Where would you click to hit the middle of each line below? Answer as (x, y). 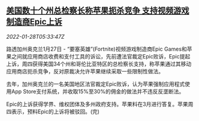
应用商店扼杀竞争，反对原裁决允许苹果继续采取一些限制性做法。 (85, 71)
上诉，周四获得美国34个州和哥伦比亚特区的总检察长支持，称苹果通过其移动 (99, 64)
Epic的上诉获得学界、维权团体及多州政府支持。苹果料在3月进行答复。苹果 (97, 104)
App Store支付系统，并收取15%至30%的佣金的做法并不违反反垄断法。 (98, 91)
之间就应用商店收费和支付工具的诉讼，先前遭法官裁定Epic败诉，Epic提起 (101, 56)
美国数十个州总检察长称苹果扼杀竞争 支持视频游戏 (98, 11)
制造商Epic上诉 (34, 22)
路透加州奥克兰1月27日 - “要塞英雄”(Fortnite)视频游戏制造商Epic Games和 (97, 49)
